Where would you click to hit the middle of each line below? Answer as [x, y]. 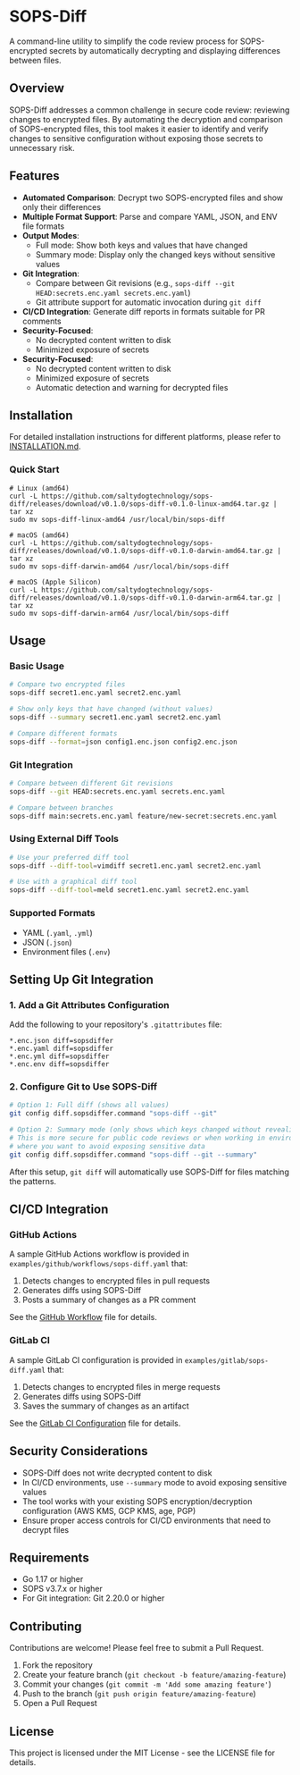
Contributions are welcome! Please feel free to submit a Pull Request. [137, 1648]
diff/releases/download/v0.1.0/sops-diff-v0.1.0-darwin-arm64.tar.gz [142, 597]
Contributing [46, 1626]
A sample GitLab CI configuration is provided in [96, 1359]
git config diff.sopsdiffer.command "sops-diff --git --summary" [133, 1155]
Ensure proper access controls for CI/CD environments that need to [146, 1520]
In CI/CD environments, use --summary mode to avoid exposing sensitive [154, 1482]
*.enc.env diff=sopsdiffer [59, 1064]
